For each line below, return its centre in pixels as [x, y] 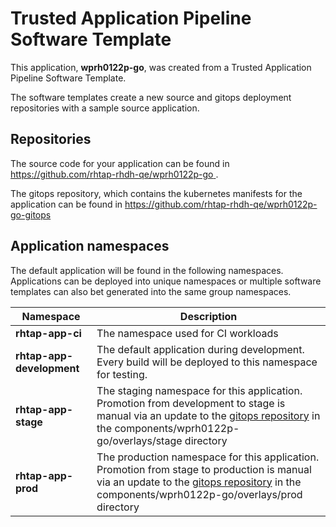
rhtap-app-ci [48, 333]
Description [208, 316]
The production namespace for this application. [208, 457]
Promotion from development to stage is [191, 403]
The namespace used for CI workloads [187, 333]
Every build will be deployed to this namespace [207, 362]
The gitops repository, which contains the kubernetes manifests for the [156, 193]
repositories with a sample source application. [105, 108]
